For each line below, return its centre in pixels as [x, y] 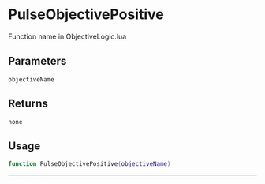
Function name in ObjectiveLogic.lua [67, 36]
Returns [28, 104]
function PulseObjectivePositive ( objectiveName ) [90, 164]
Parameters [37, 61]
